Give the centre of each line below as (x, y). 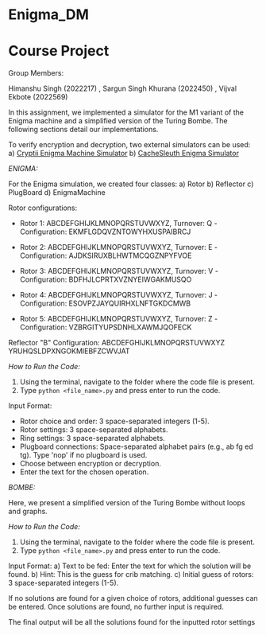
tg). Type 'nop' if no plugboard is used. (83, 455)
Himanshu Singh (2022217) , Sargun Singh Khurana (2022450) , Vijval (122, 88)
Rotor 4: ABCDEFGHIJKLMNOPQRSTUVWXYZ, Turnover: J (116, 295)
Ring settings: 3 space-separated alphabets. (92, 438)
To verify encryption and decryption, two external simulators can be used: (129, 145)
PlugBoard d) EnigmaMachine (57, 193)
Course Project (59, 51)
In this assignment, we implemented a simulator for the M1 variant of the (126, 112)
